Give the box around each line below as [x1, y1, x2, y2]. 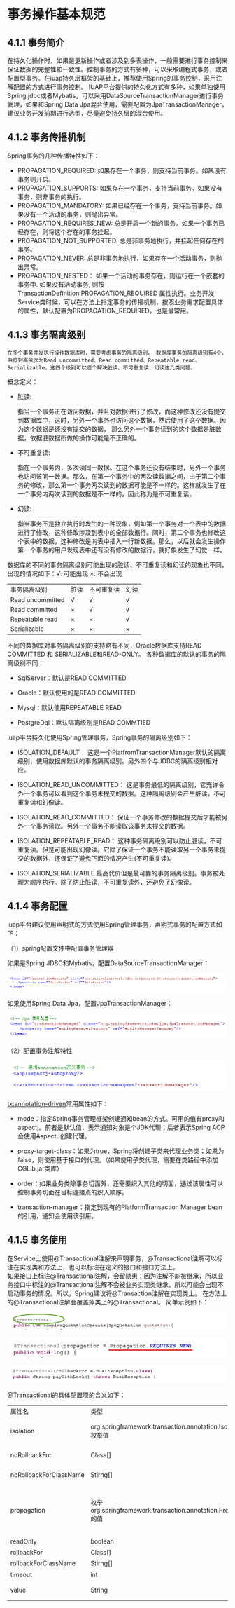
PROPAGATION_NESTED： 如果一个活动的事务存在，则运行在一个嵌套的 [17, 271, 225, 280]
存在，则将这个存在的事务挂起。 [23, 227, 116, 236]
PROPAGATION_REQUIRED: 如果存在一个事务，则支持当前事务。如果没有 [17, 166, 227, 175]
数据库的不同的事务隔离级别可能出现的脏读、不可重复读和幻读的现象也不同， [7, 560, 228, 568]
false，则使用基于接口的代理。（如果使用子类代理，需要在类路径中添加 [17, 1155, 219, 1164]
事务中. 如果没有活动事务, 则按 [17, 280, 105, 288]
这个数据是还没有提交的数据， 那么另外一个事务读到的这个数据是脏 [23, 425, 215, 433]
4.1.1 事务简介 [7, 36, 65, 48]
